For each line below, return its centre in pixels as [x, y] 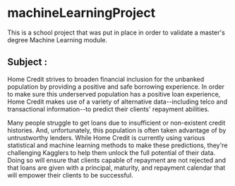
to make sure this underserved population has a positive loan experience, [114, 94]
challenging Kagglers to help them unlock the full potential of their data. [112, 152]
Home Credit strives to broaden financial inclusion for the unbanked [106, 79]
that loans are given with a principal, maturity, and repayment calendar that [116, 168]
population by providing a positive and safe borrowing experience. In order [116, 87]
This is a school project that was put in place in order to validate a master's [116, 32]
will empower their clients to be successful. [70, 175]
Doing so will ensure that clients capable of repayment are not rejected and [116, 160]
